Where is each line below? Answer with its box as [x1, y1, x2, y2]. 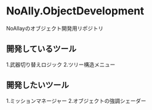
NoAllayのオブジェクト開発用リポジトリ [6, 25, 104, 32]
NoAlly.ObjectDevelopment [6, 4, 144, 18]
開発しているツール [6, 44, 76, 54]
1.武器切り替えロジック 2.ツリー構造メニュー [6, 61, 116, 68]
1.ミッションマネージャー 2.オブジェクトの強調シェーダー [6, 97, 147, 104]
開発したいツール [6, 80, 69, 90]
